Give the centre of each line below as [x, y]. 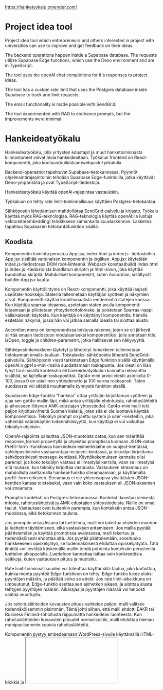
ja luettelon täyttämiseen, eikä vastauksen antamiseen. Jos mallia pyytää [78, 528]
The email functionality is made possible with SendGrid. [61, 104]
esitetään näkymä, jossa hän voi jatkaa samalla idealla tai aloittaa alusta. [77, 320]
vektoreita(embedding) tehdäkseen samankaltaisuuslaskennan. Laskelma [78, 221]
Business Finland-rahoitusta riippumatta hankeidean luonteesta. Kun [73, 614]
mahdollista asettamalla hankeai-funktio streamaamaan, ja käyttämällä [75, 472]
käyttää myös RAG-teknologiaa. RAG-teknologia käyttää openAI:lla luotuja [79, 216]
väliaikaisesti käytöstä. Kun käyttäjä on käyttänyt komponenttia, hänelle [76, 315]
